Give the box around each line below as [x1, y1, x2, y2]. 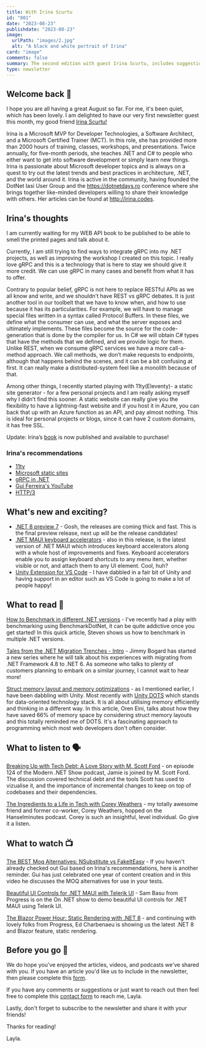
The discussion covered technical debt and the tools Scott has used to [6, 775, 185, 783]
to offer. [6, 274, 26, 281]
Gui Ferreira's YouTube [15, 483, 74, 490]
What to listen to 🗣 [6, 743, 82, 753]
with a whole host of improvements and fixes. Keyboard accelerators [15, 549, 189, 556]
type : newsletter [6, 66, 51, 72]
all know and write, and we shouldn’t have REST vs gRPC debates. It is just [6, 292, 195, 300]
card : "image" [6, 49, 43, 55]
